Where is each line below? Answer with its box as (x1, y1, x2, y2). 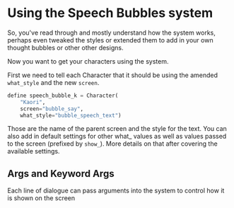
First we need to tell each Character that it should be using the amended (7, 71, 218, 79)
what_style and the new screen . (7, 78, 100, 86)
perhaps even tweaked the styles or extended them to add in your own (7, 35, 213, 44)
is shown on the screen (7, 194, 76, 202)
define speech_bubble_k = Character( (7, 92, 119, 99)
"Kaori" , (20, 98, 46, 105)
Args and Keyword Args (7, 168, 115, 180)
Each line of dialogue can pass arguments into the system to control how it (7, 186, 225, 195)
